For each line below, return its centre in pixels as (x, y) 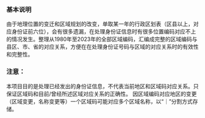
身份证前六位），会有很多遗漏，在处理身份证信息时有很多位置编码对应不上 (104, 32)
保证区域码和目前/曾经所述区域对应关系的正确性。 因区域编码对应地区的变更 (102, 94)
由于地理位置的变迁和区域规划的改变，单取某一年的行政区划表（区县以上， (100, 24)
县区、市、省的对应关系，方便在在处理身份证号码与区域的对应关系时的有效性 (103, 47)
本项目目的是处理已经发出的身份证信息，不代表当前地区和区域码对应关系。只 (103, 86)
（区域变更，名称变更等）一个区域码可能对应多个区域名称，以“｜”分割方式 (100, 101)
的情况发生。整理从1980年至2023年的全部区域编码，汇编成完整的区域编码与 (102, 39)
